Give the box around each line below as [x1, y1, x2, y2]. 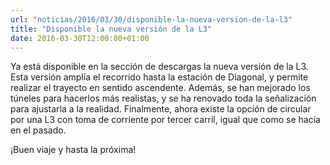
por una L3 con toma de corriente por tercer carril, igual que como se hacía [10, 114, 321, 126]
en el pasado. [10, 124, 67, 136]
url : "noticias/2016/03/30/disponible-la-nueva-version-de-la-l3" [10, 14, 293, 25]
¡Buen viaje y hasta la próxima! [10, 144, 137, 156]
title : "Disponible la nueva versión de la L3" [10, 24, 213, 34]
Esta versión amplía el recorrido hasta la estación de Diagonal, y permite [10, 71, 309, 83]
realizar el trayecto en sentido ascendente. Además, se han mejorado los [10, 82, 311, 94]
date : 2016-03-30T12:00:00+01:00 [10, 33, 150, 43]
